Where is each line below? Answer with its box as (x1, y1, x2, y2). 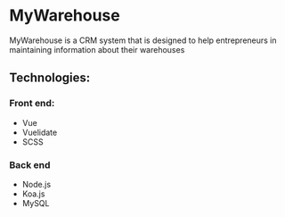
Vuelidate (21, 127, 58, 138)
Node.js (21, 179, 52, 189)
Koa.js (21, 188, 45, 199)
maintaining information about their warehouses (9, 44, 185, 54)
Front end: (9, 97, 55, 110)
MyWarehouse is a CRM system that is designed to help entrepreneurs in (9, 35, 278, 46)
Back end (9, 158, 51, 171)
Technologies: (9, 71, 91, 86)
